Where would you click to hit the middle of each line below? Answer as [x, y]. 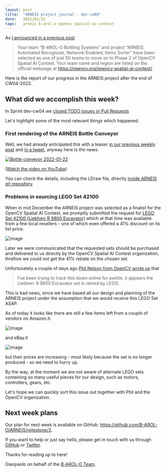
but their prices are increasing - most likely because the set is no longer [79, 357]
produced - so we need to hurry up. [42, 362]
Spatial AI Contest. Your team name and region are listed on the [82, 63]
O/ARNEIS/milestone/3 [28, 430]
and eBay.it [17, 337]
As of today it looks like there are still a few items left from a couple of [77, 313]
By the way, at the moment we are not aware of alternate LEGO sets [75, 372]
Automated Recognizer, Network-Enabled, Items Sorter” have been [86, 53]
